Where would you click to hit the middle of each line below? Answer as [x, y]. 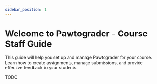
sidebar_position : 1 [26, 9]
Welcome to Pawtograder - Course [77, 33]
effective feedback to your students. [41, 67]
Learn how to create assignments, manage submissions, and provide [74, 62]
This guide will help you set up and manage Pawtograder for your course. [78, 57]
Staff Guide [28, 44]
